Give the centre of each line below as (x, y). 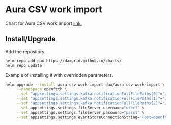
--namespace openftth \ (42, 89)
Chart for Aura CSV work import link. (44, 23)
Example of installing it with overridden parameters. (59, 75)
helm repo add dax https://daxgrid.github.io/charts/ (64, 61)
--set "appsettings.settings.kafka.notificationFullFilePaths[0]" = (90, 94)
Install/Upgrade (31, 39)
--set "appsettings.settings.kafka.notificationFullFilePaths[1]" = (90, 99)
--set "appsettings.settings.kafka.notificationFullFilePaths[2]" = (90, 103)
